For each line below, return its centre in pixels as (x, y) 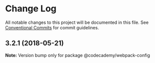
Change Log (31, 9)
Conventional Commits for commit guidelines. (52, 27)
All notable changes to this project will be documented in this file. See (77, 22)
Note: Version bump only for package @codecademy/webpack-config (78, 55)
